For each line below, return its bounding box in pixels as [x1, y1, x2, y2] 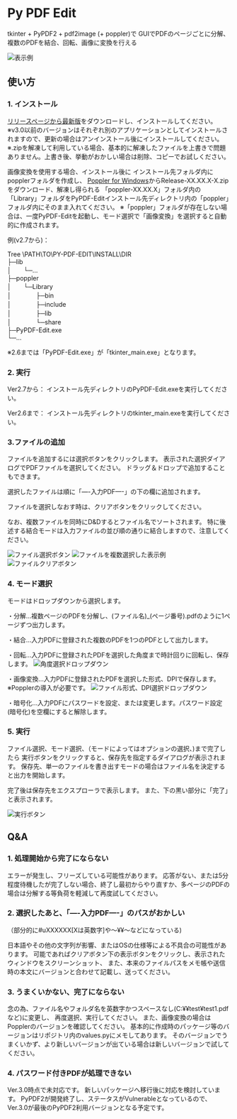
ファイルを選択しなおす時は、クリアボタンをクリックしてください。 [7, 503, 206, 511]
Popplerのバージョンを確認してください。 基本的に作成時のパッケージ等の [7, 1022, 224, 1031]
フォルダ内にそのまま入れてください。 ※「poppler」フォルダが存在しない [7, 202, 221, 211]
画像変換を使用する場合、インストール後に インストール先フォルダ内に [7, 167, 214, 175]
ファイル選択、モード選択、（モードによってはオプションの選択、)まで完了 [7, 744, 220, 753]
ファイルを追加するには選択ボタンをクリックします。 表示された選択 [7, 454, 207, 463]
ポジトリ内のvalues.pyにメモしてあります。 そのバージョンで [44, 1031, 222, 1039]
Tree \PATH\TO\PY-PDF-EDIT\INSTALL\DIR [7, 250, 132, 258]
